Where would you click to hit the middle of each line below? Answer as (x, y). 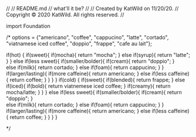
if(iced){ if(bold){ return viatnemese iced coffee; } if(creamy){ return (88, 86)
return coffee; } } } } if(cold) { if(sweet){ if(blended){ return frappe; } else (97, 80)
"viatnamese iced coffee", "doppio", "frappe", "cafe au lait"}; (79, 44)
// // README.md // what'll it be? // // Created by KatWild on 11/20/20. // (92, 8)
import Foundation (28, 26)
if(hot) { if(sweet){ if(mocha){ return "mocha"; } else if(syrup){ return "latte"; (98, 55)
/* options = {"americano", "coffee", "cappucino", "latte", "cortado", (87, 37)
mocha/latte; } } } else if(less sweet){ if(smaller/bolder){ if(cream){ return (94, 92)
